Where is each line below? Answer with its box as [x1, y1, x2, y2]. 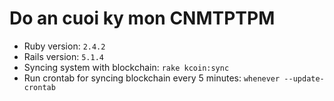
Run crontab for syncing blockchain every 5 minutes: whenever [23, 72, 281, 84]
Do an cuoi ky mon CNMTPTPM [9, 7, 276, 30]
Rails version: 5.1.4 [23, 50, 104, 62]
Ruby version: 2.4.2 [23, 40, 106, 52]
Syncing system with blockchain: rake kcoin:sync [23, 61, 230, 73]
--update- [283, 73, 325, 84]
